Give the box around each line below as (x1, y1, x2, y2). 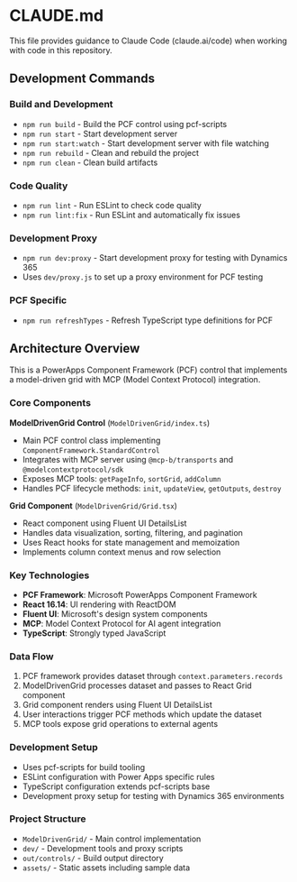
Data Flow (9, 650, 54, 663)
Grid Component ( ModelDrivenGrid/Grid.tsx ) (9, 500, 178, 510)
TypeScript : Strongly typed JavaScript (22, 628, 166, 639)
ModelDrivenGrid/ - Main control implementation (22, 833, 202, 844)
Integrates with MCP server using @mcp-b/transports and (22, 454, 234, 464)
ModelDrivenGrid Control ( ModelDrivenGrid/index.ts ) (9, 417, 211, 428)
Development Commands (9, 71, 156, 87)
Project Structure (9, 813, 86, 825)
